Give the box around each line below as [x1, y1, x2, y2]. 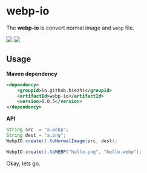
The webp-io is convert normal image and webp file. [6, 24, 135, 31]
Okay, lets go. [6, 160, 41, 167]
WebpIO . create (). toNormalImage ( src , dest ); [6, 137, 118, 144]
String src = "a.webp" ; [6, 127, 69, 133]
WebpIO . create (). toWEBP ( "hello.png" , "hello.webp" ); [6, 149, 142, 155]
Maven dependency [6, 70, 57, 77]
